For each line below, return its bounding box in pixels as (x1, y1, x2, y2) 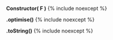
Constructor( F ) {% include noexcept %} (6, 5, 108, 12)
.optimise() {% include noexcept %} (6, 16, 95, 23)
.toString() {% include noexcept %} (6, 27, 93, 34)
